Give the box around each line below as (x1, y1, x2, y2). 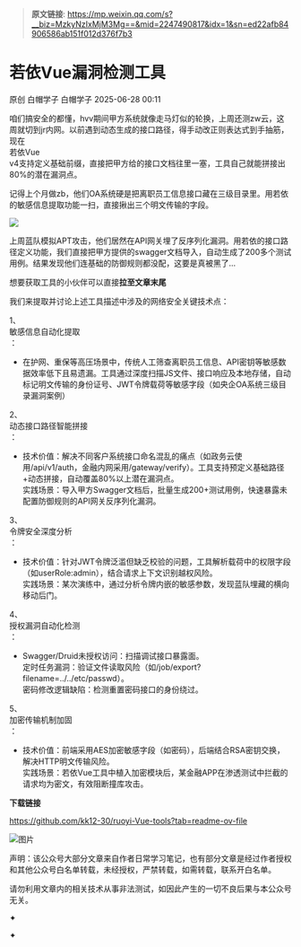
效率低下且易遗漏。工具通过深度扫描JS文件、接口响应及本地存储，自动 (30, 367, 291, 378)
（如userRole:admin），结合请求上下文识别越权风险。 (21, 567, 218, 578)
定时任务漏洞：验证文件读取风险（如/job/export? (21, 662, 202, 672)
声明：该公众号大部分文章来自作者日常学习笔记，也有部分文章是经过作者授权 (9, 853, 292, 864)
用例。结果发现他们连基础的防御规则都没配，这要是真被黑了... (9, 258, 236, 268)
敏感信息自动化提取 (9, 326, 81, 337)
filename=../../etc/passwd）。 (21, 672, 130, 683)
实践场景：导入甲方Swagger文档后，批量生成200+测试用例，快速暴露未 (21, 484, 288, 495)
